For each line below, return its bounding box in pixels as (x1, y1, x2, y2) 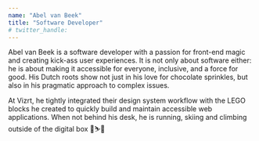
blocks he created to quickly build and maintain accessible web (8, 104, 213, 114)
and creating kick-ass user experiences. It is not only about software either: (8, 56, 252, 65)
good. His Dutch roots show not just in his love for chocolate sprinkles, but (8, 72, 248, 82)
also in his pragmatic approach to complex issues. (8, 81, 170, 90)
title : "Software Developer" (8, 19, 103, 27)
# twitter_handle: (8, 26, 68, 34)
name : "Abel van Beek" (8, 11, 82, 20)
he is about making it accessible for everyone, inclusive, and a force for (8, 64, 239, 74)
